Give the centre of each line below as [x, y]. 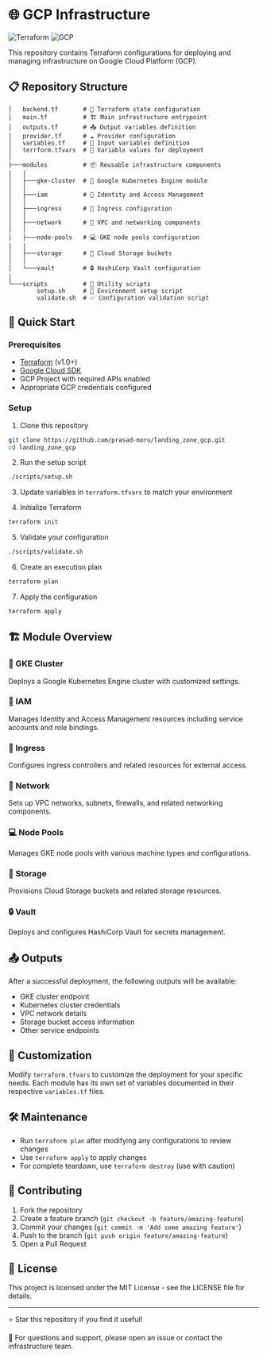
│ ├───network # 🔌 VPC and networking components [104, 222]
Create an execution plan [61, 567]
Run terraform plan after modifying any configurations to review [126, 1140]
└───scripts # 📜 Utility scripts [79, 284]
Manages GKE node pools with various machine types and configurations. [130, 852]
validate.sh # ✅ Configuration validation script [123, 298]
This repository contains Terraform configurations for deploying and [120, 52]
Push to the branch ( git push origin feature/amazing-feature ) [124, 1235]
